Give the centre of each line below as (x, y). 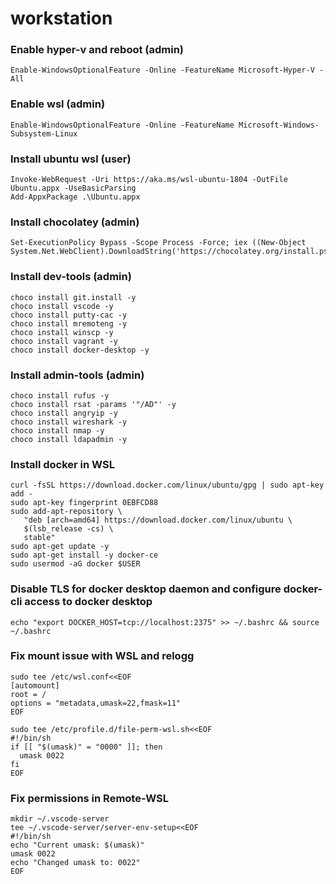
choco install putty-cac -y (69, 315)
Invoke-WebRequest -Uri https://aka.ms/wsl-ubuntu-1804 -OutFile (149, 180)
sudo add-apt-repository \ (66, 512)
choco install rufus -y (60, 395)
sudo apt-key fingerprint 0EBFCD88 (84, 503)
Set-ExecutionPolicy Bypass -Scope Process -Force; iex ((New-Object (158, 243)
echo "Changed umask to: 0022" (75, 863)
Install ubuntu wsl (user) (71, 159)
